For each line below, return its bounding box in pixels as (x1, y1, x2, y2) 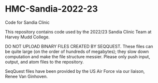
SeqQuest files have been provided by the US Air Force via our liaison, (5, 68, 145, 74)
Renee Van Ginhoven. (5, 73, 48, 79)
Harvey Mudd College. (5, 34, 50, 40)
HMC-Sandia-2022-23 (5, 3, 98, 15)
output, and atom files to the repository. (5, 59, 84, 65)
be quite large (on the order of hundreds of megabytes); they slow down (5, 49, 149, 54)
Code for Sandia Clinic (5, 19, 50, 25)
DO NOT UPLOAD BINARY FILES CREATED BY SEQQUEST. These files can (5, 43, 153, 49)
